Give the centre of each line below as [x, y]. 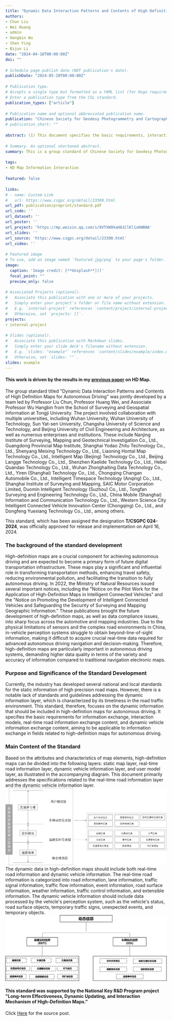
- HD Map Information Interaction [42, 168]
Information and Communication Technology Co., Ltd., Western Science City [86, 500]
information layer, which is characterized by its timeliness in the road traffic [84, 701]
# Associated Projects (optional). [43, 292]
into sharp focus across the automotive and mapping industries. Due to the [84, 622]
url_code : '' [19, 211]
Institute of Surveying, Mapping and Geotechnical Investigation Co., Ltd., [82, 440]
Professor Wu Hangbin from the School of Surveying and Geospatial [77, 407]
